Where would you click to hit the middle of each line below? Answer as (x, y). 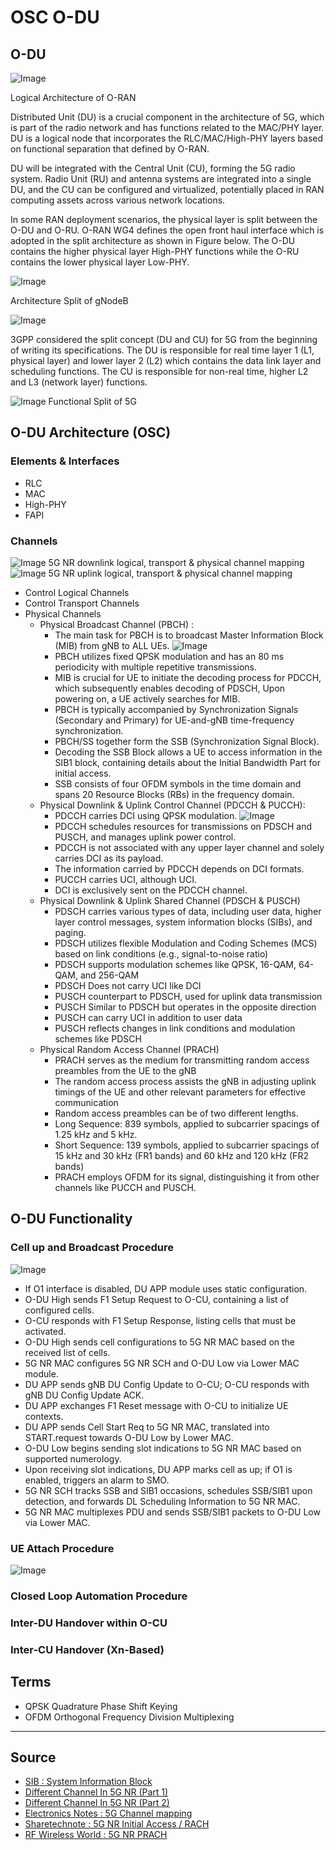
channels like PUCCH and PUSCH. (125, 1187)
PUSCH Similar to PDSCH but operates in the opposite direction (185, 1007)
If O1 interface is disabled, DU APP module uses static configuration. (166, 1288)
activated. (45, 1331)
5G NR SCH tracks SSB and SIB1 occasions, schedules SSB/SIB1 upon (168, 1490)
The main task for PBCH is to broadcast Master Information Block (189, 635)
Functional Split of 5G (92, 401)
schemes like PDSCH (98, 1038)
